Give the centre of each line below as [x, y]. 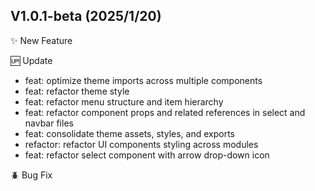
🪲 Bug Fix [31, 175]
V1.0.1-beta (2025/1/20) [86, 16]
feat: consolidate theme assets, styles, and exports [129, 133]
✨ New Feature [41, 40]
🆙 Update [31, 60]
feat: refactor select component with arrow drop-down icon [147, 155]
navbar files [49, 123]
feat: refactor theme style [77, 91]
